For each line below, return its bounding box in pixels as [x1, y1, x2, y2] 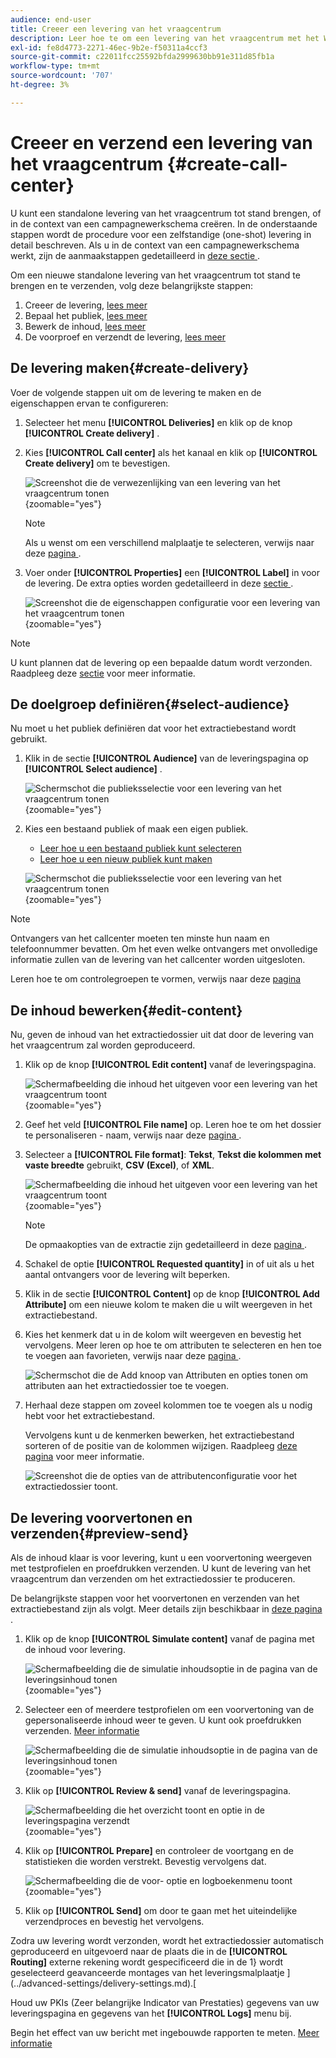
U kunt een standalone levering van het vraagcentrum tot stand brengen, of [10, 207, 322, 219]
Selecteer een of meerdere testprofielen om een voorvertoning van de [24, 1703, 315, 1715]
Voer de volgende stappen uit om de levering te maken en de [10, 386, 262, 398]
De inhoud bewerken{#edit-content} [10, 1002, 243, 1019]
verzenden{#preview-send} [10, 1525, 190, 1542]
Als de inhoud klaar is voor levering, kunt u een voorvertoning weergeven [10, 1551, 313, 1563]
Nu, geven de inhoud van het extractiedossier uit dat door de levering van [10, 1029, 314, 1041]
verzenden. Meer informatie [24, 1724, 140, 1736]
